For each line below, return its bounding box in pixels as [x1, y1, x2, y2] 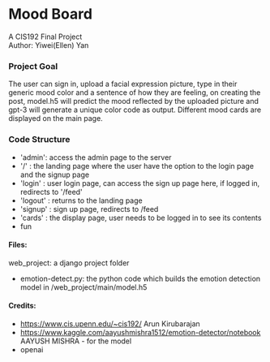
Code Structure [8, 134, 71, 145]
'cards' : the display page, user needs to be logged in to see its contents [19, 213, 262, 222]
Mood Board [8, 5, 93, 24]
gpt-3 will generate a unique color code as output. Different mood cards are [8, 105, 262, 114]
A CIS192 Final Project [8, 32, 83, 41]
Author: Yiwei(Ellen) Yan [8, 40, 89, 50]
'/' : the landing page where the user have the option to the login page [19, 161, 254, 170]
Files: [8, 240, 28, 250]
